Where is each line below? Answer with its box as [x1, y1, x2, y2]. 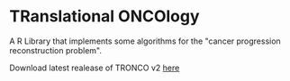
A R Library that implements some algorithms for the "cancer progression [9, 36, 281, 46]
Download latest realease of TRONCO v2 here [9, 62, 180, 73]
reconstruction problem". [9, 45, 102, 55]
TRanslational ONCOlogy [9, 6, 200, 27]
